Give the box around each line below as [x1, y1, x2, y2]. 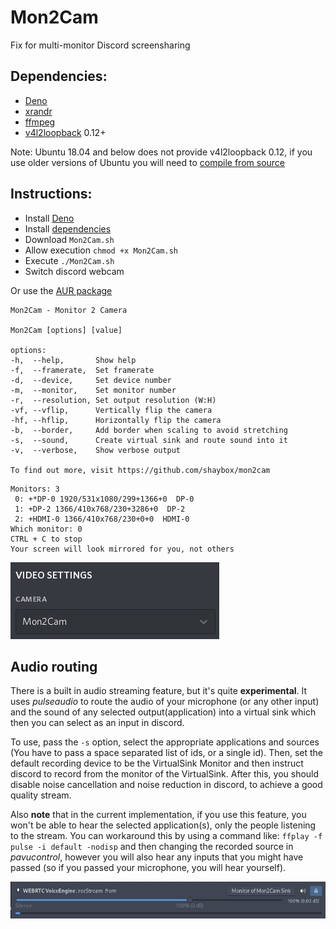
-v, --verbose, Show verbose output [10, 445, 182, 455]
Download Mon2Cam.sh [24, 233, 115, 245]
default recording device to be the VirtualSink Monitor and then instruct [10, 757, 304, 770]
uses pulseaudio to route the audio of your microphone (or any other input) [10, 696, 320, 708]
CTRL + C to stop [10, 534, 83, 544]
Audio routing [10, 658, 98, 675]
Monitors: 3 [10, 484, 60, 494]
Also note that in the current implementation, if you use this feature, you [10, 809, 307, 821]
